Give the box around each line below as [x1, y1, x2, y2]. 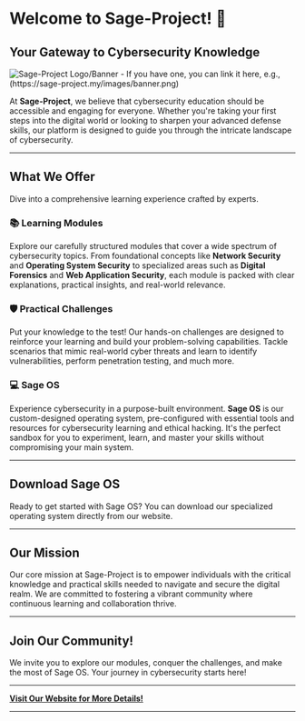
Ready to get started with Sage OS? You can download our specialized [9, 500, 274, 512]
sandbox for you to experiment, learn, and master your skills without [9, 432, 265, 443]
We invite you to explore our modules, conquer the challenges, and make [9, 657, 283, 668]
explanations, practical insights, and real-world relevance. [9, 279, 226, 290]
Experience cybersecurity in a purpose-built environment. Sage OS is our [9, 403, 284, 414]
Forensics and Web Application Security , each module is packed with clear [9, 270, 295, 281]
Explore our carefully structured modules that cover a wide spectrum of [9, 241, 277, 252]
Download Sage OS [9, 476, 121, 492]
